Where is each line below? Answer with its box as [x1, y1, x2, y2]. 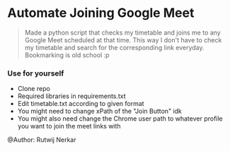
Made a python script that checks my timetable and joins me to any [24, 28, 221, 37]
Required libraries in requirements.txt [17, 92, 126, 100]
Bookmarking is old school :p [24, 51, 110, 59]
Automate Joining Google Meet [7, 5, 195, 21]
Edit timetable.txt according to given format [17, 99, 144, 108]
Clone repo [17, 85, 51, 93]
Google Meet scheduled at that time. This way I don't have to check [24, 35, 222, 44]
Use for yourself [7, 68, 64, 78]
